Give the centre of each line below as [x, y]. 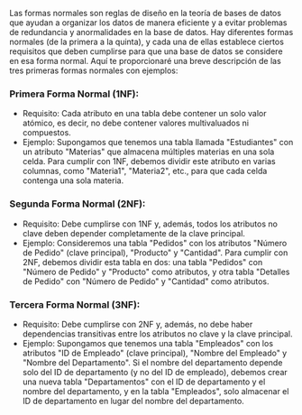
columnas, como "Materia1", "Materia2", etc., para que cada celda [145, 171]
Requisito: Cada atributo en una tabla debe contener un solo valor [144, 114]
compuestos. [47, 133]
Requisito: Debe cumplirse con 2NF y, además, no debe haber [137, 324]
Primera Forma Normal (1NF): [74, 94]
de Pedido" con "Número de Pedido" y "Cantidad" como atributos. [146, 281]
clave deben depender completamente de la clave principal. [134, 233]
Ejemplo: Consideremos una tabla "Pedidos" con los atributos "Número [155, 243]
